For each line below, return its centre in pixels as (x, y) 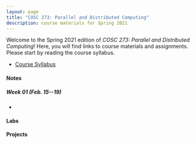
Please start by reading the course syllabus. (61, 53)
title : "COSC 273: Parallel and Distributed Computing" (78, 17)
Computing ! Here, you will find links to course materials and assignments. (97, 46)
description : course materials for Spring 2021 (67, 23)
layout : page (23, 12)
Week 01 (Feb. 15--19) (34, 92)
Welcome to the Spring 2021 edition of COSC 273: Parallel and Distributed (98, 40)
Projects (17, 134)
